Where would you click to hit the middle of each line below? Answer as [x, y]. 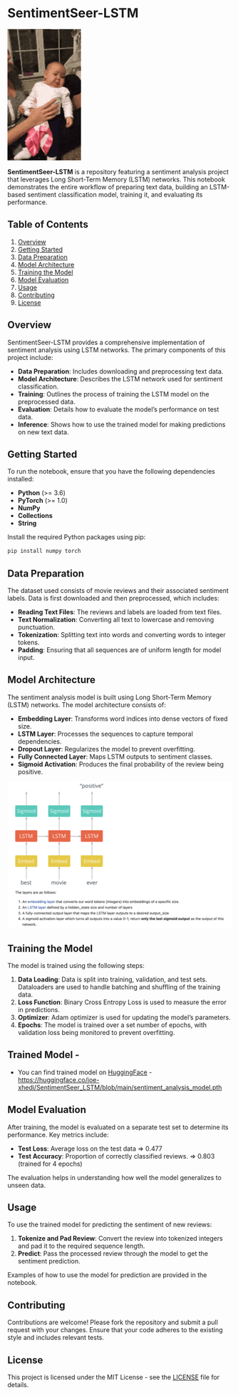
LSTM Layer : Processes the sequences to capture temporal [105, 734]
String [27, 524]
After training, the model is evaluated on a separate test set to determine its [118, 1127]
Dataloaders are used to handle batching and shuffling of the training [119, 986]
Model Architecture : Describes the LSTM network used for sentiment [120, 379]
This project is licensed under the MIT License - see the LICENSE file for [113, 1377]
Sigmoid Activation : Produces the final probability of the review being [121, 764]
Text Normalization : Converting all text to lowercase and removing [116, 620]
